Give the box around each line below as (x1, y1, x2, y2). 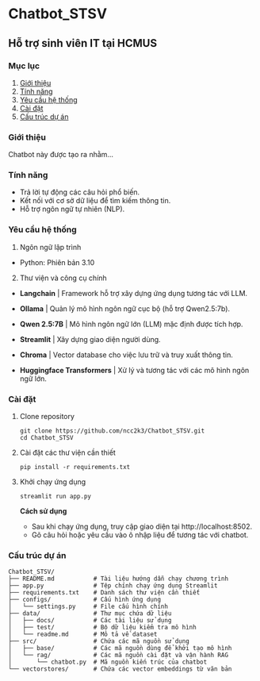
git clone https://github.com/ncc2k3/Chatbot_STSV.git (19, 427, 205, 435)
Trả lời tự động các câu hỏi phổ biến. (19, 187, 140, 197)
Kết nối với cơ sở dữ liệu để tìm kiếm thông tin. (19, 196, 171, 206)
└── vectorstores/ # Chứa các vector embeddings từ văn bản (8, 665, 232, 673)
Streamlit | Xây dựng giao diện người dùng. (19, 334, 161, 344)
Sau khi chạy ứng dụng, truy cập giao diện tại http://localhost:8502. (31, 521, 252, 532)
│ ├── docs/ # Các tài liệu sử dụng (8, 617, 172, 625)
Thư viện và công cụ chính (19, 273, 107, 283)
